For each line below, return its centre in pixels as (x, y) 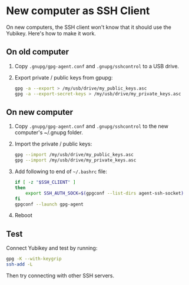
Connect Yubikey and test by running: (52, 248)
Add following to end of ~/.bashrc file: (61, 171)
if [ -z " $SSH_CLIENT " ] (45, 183)
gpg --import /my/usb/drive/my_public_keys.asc (74, 155)
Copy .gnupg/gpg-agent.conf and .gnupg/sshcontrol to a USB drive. (97, 66)
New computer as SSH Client (78, 11)
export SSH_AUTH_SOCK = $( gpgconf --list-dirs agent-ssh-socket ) (105, 193)
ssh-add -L (19, 264)
